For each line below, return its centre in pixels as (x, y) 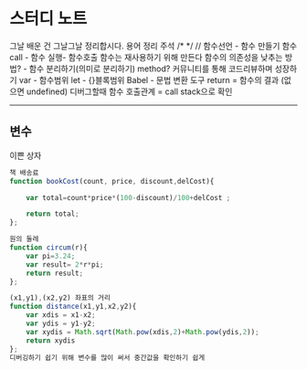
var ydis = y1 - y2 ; (61, 323)
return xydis (51, 340)
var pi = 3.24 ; (51, 256)
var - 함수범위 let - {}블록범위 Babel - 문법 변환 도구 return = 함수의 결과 (149, 79)
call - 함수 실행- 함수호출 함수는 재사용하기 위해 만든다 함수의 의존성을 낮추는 (146, 57)
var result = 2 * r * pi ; (65, 264)
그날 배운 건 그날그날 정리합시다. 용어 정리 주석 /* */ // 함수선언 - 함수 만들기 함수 (153, 46)
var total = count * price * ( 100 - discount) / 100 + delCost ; (128, 197)
